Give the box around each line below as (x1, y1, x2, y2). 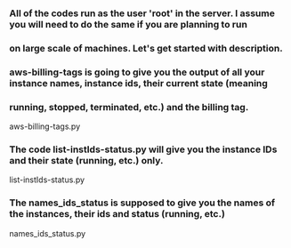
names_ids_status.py (9, 228, 86, 238)
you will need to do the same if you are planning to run (9, 18, 247, 30)
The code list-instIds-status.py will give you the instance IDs (9, 143, 278, 156)
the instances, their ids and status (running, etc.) (9, 208, 225, 220)
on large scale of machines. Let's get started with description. (9, 42, 283, 54)
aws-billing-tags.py (9, 121, 81, 132)
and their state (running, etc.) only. (9, 154, 164, 166)
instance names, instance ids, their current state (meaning (9, 76, 269, 89)
